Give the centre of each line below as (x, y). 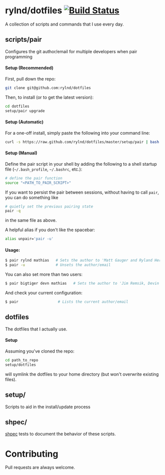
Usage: (13, 250)
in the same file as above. (31, 220)
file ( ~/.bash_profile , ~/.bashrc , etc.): (44, 169)
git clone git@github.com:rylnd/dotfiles (48, 88)
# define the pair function (34, 178)
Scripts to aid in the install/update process (48, 407)
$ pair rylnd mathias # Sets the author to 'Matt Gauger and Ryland (79, 261)
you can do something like (32, 197)
